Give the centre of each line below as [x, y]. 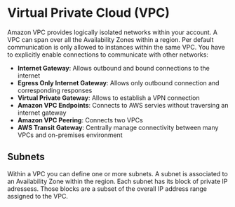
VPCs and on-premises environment [70, 135]
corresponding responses [55, 90]
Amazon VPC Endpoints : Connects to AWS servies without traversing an [123, 105]
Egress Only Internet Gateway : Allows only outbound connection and [118, 83]
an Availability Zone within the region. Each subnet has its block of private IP [117, 181]
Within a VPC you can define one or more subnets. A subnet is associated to [117, 173]
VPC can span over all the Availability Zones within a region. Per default [110, 39]
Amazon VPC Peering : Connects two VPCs [80, 120]
